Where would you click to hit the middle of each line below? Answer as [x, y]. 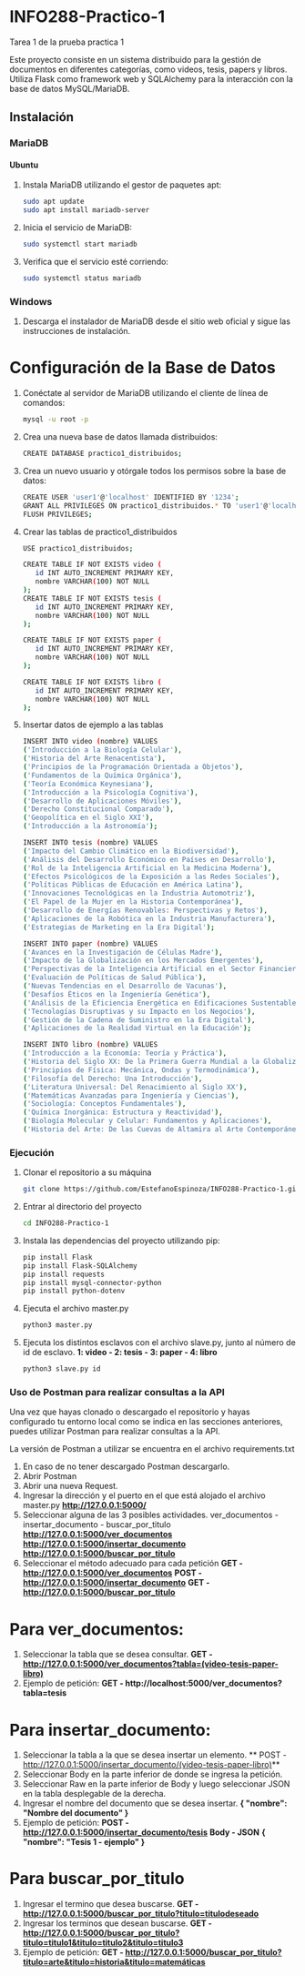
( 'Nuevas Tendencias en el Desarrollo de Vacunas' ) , [125, 986]
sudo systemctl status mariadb [82, 279]
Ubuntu [24, 165]
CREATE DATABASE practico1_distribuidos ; [102, 454]
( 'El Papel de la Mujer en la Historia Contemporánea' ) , [133, 902]
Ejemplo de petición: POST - [76, 1823]
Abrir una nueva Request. [70, 1486]
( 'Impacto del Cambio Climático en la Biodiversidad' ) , [131, 851]
